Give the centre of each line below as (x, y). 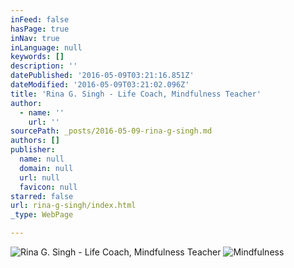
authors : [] (35, 141)
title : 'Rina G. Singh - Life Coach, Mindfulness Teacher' (136, 94)
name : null (42, 159)
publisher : (33, 150)
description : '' (44, 66)
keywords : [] (37, 57)
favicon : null (48, 187)
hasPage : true (40, 29)
